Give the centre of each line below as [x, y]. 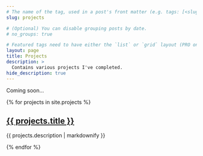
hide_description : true [36, 73]
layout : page [23, 51]
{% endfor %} [24, 147]
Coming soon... [25, 90]
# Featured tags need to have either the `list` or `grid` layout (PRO [98, 45]
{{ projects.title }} [40, 121]
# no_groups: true [29, 34]
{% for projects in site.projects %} [49, 102]
